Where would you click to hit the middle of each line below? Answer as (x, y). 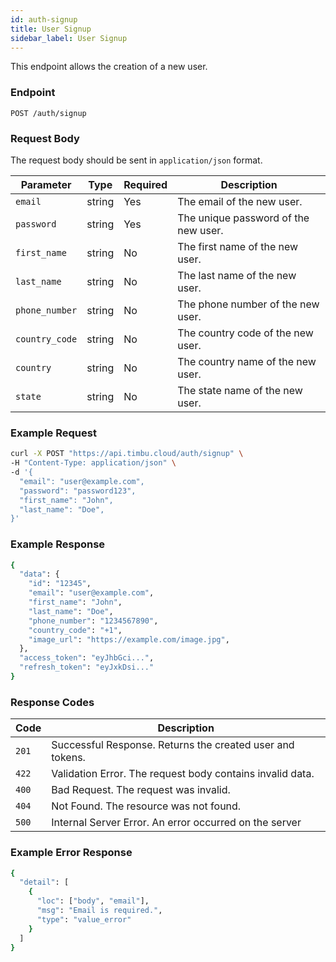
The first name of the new (238, 246)
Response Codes (52, 702)
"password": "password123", (78, 491)
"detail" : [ (44, 882)
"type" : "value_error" (84, 919)
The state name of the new (240, 390)
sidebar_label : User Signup (69, 38)
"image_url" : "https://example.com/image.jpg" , (129, 639)
